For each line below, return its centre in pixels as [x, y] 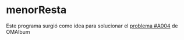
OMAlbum [18, 31]
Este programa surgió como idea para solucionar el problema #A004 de [92, 26]
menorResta [36, 10]
